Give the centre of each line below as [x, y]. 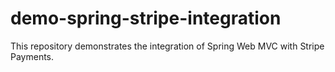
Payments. [32, 56]
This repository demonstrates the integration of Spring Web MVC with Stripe [167, 46]
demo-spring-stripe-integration [146, 18]
